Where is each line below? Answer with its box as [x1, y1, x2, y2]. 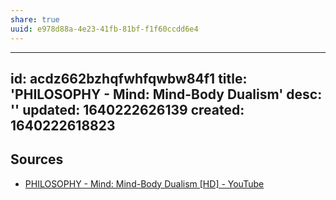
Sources [10, 151, 64, 168]
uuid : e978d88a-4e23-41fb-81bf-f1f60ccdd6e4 [10, 24, 199, 34]
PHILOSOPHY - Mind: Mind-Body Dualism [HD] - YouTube [24, 177, 265, 190]
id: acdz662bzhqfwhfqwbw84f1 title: [10, 70, 248, 87]
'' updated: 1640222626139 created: [10, 101, 245, 118]
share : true [10, 14, 60, 25]
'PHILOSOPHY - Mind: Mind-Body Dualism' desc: [10, 86, 323, 103]
